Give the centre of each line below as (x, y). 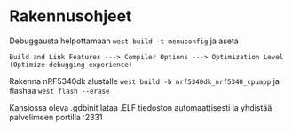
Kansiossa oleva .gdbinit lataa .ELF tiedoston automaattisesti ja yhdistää (141, 107)
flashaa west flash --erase (59, 90)
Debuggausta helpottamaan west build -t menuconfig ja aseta (124, 41)
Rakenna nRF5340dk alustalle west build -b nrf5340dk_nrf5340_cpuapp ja (144, 81)
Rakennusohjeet (71, 16)
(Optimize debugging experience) (71, 65)
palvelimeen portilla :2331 (56, 117)
